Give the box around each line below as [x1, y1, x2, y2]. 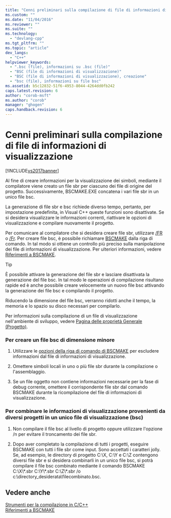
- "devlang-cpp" [10, 36, 44, 41]
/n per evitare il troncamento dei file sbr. [12, 431, 97, 437]
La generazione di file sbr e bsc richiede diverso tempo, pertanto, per [5, 204, 151, 210]
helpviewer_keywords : [5, 60, 51, 65]
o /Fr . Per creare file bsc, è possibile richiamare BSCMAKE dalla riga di [5, 235, 153, 241]
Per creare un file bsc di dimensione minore [5, 336, 115, 343]
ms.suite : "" [5, 27, 33, 32]
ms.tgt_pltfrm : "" [5, 41, 44, 46]
